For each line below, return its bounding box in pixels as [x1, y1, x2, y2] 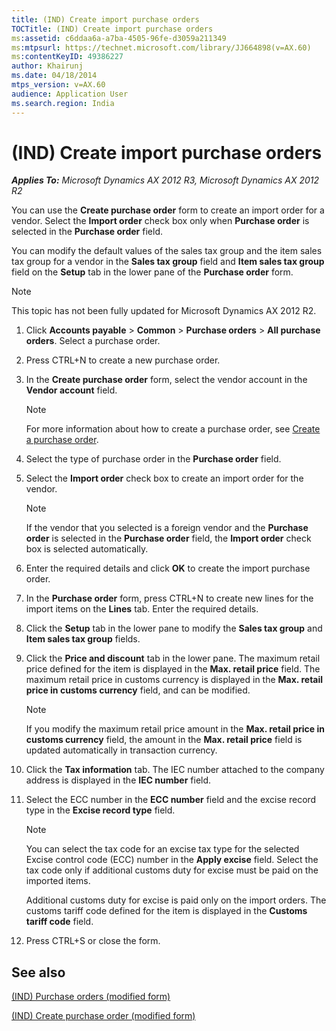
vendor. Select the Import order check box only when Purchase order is [11, 215, 310, 227]
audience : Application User [11, 89, 129, 99]
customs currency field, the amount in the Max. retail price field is [25, 734, 303, 746]
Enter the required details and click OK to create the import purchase [25, 562, 311, 575]
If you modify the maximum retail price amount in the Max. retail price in [25, 723, 325, 735]
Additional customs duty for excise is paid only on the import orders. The [25, 894, 327, 906]
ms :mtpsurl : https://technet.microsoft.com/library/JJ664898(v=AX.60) [11, 42, 312, 53]
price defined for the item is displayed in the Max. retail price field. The [25, 663, 321, 675]
